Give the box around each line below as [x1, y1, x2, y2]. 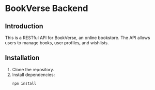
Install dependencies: [12, 72, 55, 77]
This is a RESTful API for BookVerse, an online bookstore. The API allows [5, 35, 150, 40]
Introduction [5, 22, 44, 30]
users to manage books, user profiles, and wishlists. [5, 40, 109, 46]
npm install [12, 81, 36, 86]
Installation [5, 54, 40, 62]
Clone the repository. [12, 66, 54, 72]
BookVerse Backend [5, 3, 89, 14]
